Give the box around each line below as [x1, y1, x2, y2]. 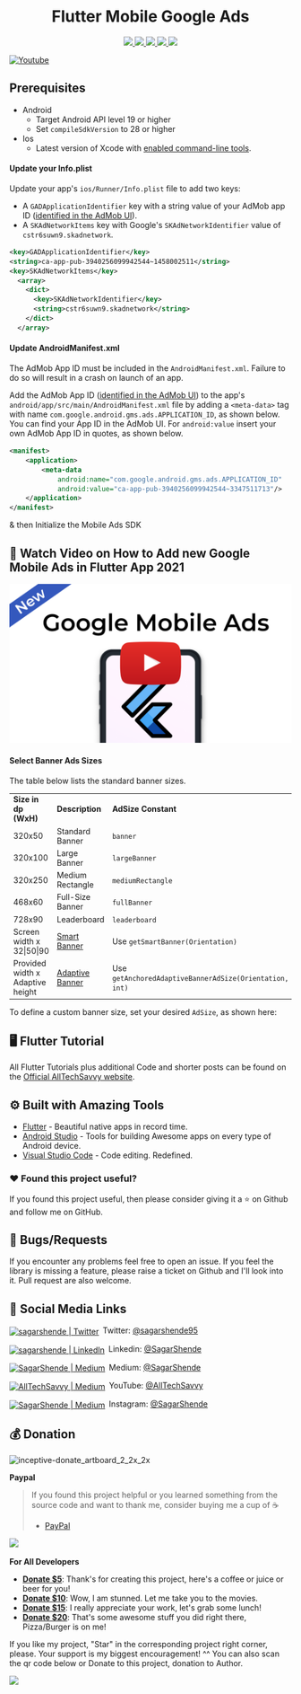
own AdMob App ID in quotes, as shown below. [9, 428, 184, 439]
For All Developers [9, 1557, 80, 1567]
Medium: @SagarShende [108, 1362, 202, 1372]
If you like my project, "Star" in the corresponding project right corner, [9, 1639, 269, 1650]
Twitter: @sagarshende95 [102, 1325, 199, 1336]
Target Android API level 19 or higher [35, 114, 172, 125]
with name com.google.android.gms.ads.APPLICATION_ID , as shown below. [9, 409, 280, 419]
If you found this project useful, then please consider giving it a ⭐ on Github [9, 1193, 288, 1204]
